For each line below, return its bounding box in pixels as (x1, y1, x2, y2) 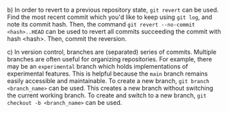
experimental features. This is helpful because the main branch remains (7, 69, 208, 78)
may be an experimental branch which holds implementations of (7, 63, 188, 70)
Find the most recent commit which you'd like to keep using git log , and (7, 13, 212, 21)
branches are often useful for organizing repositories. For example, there (7, 55, 212, 63)
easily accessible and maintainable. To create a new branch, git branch (7, 77, 210, 84)
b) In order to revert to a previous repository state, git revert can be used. (7, 6, 219, 14)
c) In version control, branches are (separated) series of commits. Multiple (7, 48, 217, 56)
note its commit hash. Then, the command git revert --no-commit (7, 20, 195, 28)
